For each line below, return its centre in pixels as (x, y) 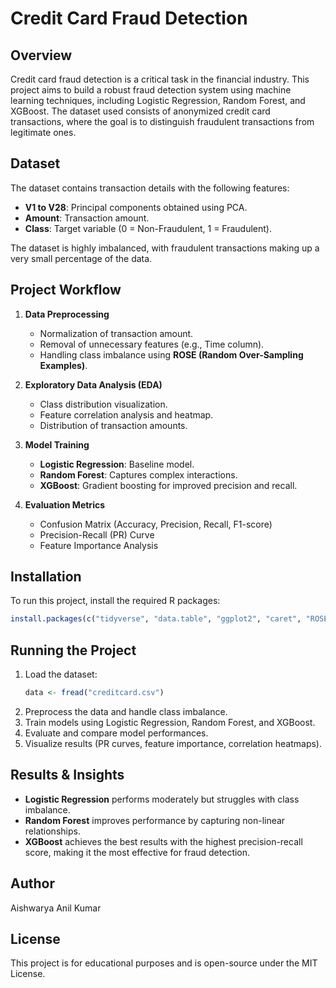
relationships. (52, 831)
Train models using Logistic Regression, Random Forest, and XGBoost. (170, 722)
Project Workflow (66, 290)
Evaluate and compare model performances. (116, 733)
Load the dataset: (61, 674)
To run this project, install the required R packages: (115, 601)
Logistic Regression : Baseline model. (117, 464)
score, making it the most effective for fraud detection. (137, 852)
